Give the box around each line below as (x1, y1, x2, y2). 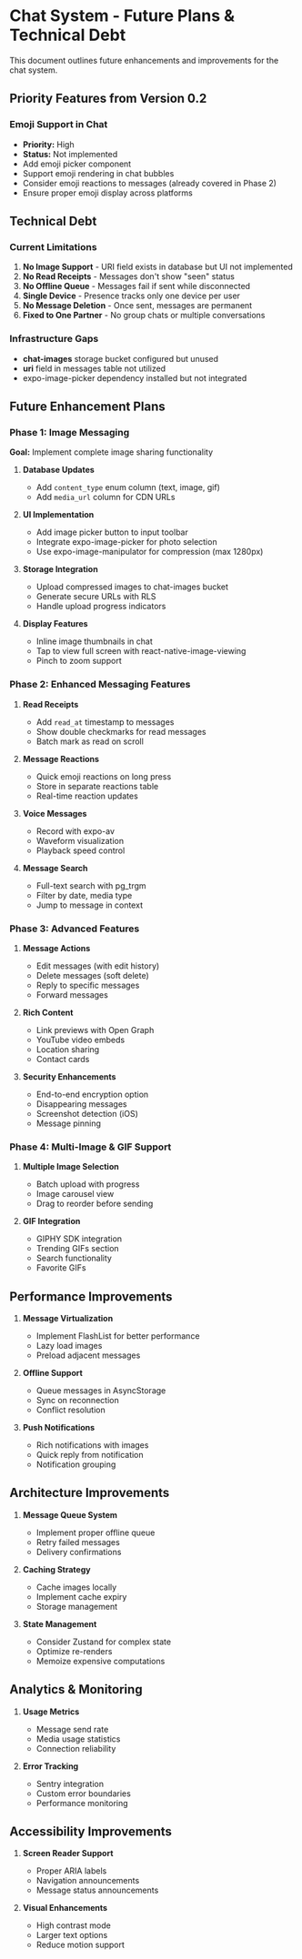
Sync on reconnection (35, 1395, 120, 1405)
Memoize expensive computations (35, 1655, 166, 1666)
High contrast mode (35, 1920, 111, 1931)
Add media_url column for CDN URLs (35, 492, 176, 503)
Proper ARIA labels (35, 1865, 107, 1876)
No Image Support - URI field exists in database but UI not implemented (22, 261, 293, 273)
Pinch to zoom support (35, 656, 122, 667)
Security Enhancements (22, 1070, 116, 1082)
